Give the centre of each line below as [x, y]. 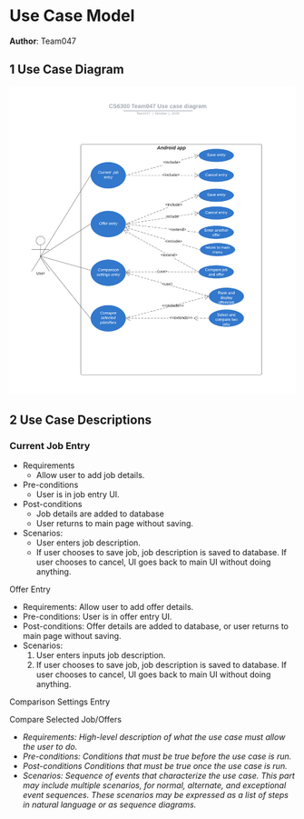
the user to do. [50, 746]
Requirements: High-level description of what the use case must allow [154, 736]
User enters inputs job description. [101, 654]
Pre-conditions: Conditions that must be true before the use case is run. [157, 756]
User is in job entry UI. [78, 494]
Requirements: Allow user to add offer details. [108, 606]
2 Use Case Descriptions [81, 419]
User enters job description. [88, 543]
